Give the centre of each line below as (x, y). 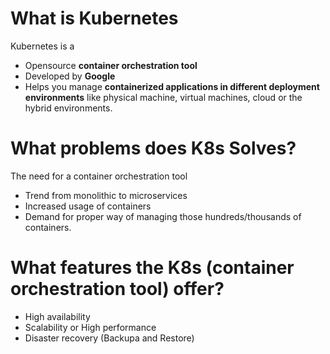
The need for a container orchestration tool (99, 176)
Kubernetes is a (42, 46)
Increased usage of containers (88, 206)
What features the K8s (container (152, 268)
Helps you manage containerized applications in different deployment (172, 86)
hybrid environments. (68, 108)
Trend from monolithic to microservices (106, 195)
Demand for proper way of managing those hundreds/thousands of (163, 216)
